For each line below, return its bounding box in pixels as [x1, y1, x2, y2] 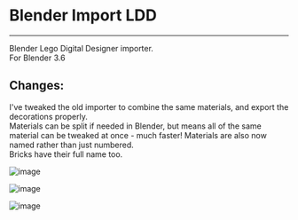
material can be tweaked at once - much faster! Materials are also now [9, 130, 268, 140]
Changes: [9, 78, 65, 93]
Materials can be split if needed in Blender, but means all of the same [9, 121, 262, 131]
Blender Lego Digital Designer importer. [9, 43, 153, 53]
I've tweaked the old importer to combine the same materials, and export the [9, 101, 289, 112]
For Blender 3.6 [9, 52, 66, 63]
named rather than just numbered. [9, 139, 135, 150]
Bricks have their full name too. [9, 148, 123, 160]
